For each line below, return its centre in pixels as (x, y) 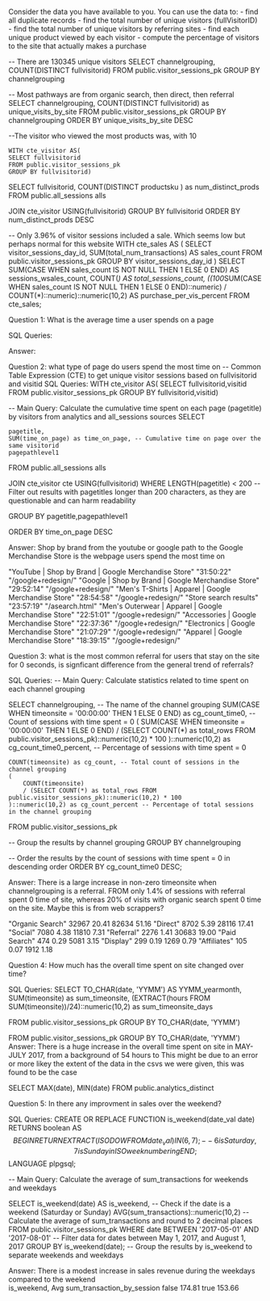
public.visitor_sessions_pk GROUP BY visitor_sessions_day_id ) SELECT (127, 261)
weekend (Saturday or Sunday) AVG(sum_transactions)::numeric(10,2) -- (129, 1212)
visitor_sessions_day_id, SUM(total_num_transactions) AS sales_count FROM (135, 253)
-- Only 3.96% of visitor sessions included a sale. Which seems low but (127, 235)
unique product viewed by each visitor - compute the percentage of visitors (134, 37)
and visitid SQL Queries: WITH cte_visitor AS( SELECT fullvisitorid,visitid (128, 384)
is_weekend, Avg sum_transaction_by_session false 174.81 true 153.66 (124, 1287)
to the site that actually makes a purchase (77, 46)
